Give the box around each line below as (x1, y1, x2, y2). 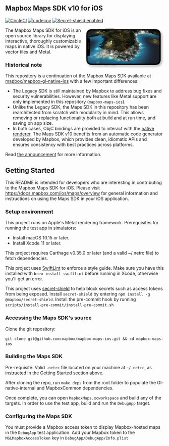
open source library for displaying (5, 32, 76, 38)
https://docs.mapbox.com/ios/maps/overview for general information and (5, 190, 158, 196)
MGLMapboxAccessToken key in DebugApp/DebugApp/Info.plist (5, 435, 129, 441)
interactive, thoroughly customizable (5, 38, 82, 44)
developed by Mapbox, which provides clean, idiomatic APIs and (12, 136, 147, 142)
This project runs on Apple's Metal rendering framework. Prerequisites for (5, 220, 159, 226)
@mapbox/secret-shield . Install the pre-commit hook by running (5, 296, 136, 303)
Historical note (5, 61, 42, 68)
